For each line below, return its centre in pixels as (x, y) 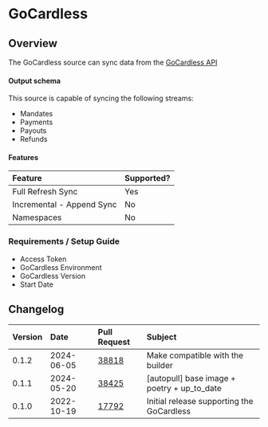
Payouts (33, 131)
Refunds (33, 139)
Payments (36, 122)
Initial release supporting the (200, 401)
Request (114, 342)
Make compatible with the (195, 355)
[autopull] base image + (191, 378)
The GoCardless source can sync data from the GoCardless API (113, 62)
